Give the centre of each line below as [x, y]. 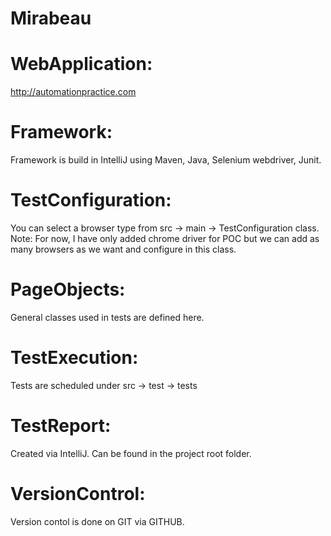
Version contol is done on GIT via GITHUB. [97, 521]
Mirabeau [51, 18]
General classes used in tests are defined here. [107, 317]
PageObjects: [68, 289]
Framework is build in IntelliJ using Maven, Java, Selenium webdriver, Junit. [166, 160]
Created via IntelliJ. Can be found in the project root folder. [131, 453]
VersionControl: [78, 494]
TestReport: [61, 426]
